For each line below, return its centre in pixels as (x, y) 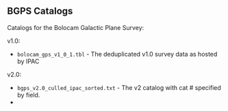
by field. (28, 95)
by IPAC (28, 61)
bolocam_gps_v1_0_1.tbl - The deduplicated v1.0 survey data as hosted (117, 54)
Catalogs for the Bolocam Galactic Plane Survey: (76, 27)
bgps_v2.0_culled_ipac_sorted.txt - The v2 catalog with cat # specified (119, 87)
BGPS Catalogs (40, 11)
